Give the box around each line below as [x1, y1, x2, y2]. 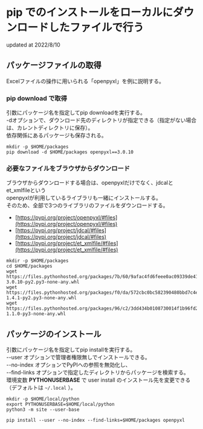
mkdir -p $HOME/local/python [6, 396, 80, 402]
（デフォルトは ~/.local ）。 [6, 384, 77, 391]
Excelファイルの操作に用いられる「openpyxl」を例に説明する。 [6, 77, 164, 85]
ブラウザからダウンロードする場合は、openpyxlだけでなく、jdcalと [6, 179, 173, 187]
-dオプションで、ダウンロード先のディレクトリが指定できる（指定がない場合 [6, 116, 197, 124]
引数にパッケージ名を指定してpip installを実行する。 [6, 346, 136, 353]
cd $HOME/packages [6, 263, 53, 270]
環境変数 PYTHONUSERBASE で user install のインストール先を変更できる [6, 376, 191, 384]
